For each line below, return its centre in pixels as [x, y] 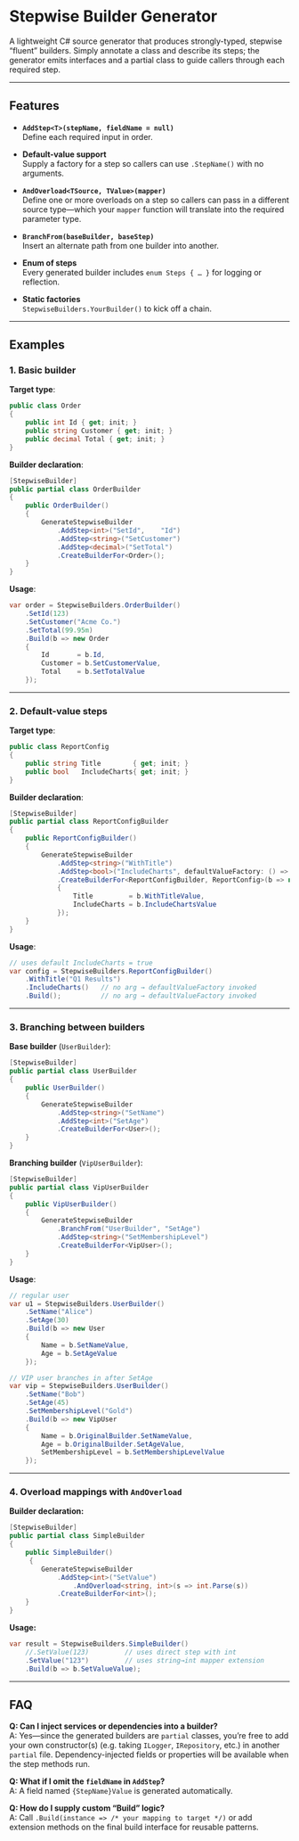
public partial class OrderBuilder [75, 489]
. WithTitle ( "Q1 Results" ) [73, 979]
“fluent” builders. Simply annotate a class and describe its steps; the [134, 50]
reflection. [41, 282]
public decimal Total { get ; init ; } [95, 439]
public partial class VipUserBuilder [79, 1188]
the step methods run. [50, 1764]
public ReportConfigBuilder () [81, 838]
